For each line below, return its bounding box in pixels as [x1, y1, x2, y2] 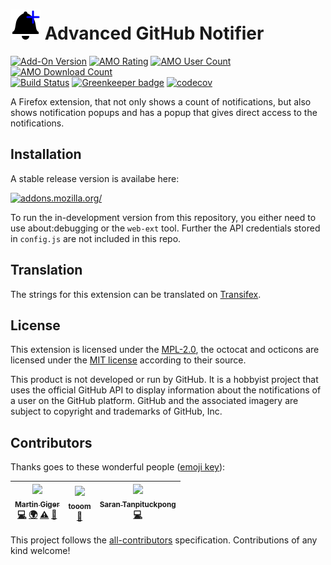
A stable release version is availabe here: [10, 172, 180, 184]
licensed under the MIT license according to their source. [10, 354, 247, 366]
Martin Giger [14, 499, 60, 509]
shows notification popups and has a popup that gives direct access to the [10, 106, 318, 118]
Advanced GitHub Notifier [44, 22, 265, 45]
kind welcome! [10, 544, 71, 556]
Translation [10, 262, 83, 279]
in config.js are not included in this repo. [10, 232, 182, 244]
